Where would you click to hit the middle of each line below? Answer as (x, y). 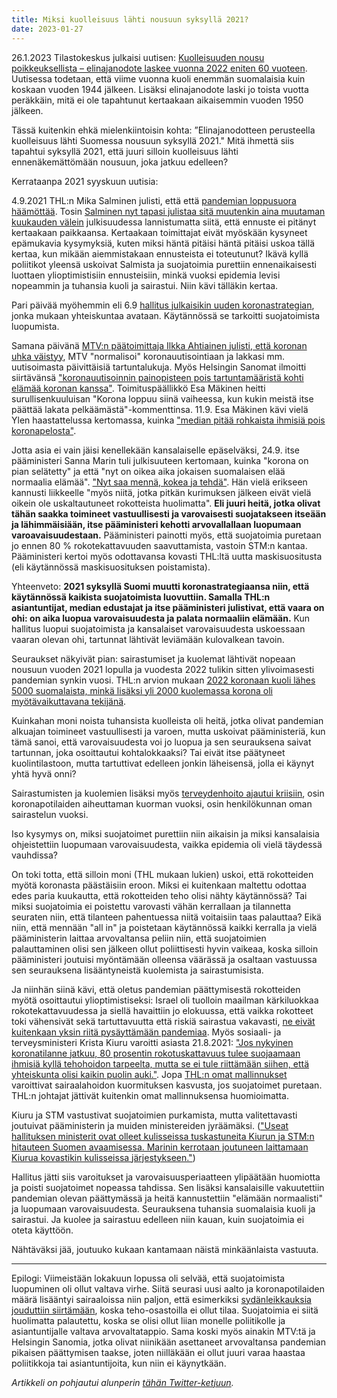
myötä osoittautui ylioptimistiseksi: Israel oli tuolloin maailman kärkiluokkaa (165, 1000)
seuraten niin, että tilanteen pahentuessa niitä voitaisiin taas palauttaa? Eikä (166, 917)
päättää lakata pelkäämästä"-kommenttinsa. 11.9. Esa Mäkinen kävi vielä (160, 409)
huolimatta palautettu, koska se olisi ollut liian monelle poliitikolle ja (148, 1320)
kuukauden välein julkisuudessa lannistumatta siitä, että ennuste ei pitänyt (164, 222)
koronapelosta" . (44, 430)
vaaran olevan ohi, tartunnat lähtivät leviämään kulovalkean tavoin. (148, 639)
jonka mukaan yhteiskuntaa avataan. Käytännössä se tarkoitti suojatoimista (166, 315)
